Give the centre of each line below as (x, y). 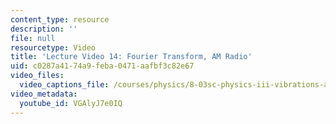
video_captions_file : (64, 85)
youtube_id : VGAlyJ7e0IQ (71, 103)
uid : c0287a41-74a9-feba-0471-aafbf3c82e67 (102, 66)
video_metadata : (44, 94)
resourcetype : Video (53, 47)
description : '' (44, 29)
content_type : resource (60, 19)
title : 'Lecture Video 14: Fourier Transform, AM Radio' (131, 57)
